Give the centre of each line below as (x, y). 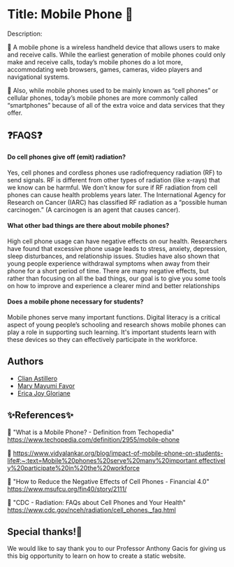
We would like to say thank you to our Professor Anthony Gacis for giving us (117, 549)
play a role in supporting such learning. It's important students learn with (112, 332)
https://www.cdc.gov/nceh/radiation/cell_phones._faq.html (92, 510)
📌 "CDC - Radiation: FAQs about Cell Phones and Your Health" (97, 502)
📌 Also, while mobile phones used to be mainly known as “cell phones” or (113, 90)
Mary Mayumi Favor (46, 386)
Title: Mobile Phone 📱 (71, 14)
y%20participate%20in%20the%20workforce (73, 468)
